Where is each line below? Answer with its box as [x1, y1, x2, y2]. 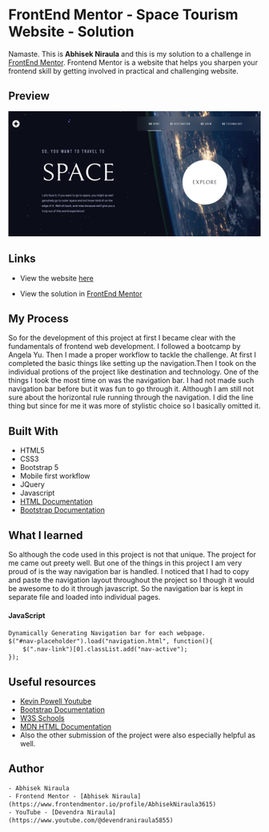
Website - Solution [8, 22, 134, 41]
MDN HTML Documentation [19, 722, 112, 732]
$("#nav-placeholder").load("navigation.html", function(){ [8, 637, 214, 645]
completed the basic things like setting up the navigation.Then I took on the [8, 359, 257, 368]
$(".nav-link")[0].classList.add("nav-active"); [22, 645, 188, 653]
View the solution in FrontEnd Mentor [19, 288, 143, 298]
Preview [8, 90, 50, 103]
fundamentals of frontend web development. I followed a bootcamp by [8, 342, 241, 352]
